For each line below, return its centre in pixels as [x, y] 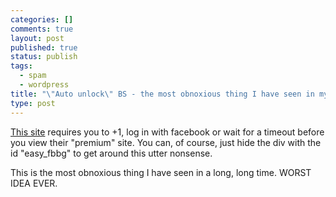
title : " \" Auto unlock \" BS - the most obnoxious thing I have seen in [162, 94]
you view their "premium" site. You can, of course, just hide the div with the [166, 142]
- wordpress [44, 85]
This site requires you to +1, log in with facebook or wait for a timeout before [167, 132]
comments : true [42, 29]
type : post [33, 103]
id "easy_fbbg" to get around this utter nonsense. [111, 153]
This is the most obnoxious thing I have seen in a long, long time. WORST [161, 172]
